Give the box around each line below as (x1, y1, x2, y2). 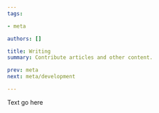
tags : (7, 10, 23, 17)
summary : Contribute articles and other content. (7, 54, 153, 61)
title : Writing (7, 48, 51, 55)
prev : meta (7, 67, 39, 73)
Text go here (7, 98, 44, 106)
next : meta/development (7, 73, 76, 80)
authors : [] (7, 35, 41, 42)
